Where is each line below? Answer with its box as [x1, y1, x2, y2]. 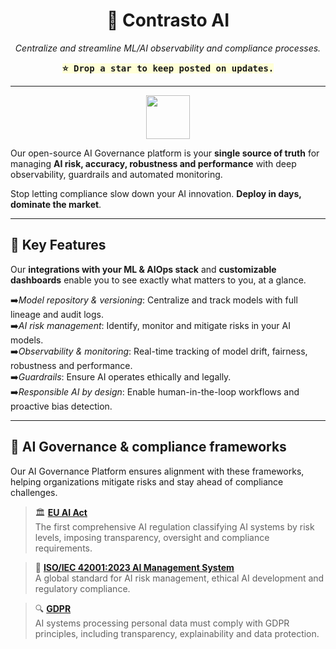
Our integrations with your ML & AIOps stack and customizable [10, 263, 277, 275]
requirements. [34, 542, 93, 554]
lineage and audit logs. [10, 308, 104, 320]
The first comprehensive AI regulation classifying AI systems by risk [34, 520, 315, 533]
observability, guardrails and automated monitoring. [10, 168, 223, 180]
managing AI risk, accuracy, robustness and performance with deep [10, 157, 297, 169]
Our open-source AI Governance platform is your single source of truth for [10, 147, 320, 159]
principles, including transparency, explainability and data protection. [34, 627, 320, 639]
